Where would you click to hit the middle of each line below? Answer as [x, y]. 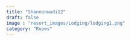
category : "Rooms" [29, 29]
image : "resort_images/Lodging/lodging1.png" [66, 23]
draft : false [23, 17]
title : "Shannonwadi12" [36, 12]
